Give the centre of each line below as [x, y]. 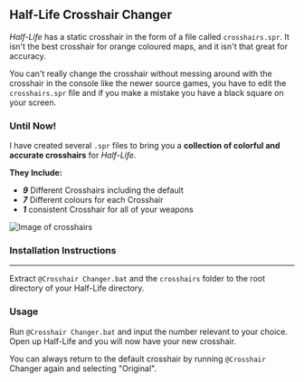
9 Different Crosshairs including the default [103, 190]
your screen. [33, 102]
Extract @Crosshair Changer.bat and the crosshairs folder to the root [137, 279]
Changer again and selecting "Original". [83, 368]
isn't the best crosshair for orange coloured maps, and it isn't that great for [148, 46]
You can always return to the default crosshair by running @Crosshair [138, 359]
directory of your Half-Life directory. [77, 288]
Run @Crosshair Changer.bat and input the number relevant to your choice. [148, 331]
